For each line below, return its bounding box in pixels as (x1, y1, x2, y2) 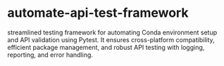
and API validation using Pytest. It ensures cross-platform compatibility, (7, 35, 215, 44)
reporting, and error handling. (7, 51, 94, 59)
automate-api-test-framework (7, 5, 189, 21)
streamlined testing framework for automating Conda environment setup (7, 28, 218, 37)
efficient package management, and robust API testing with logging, (7, 43, 205, 51)
